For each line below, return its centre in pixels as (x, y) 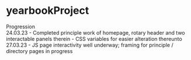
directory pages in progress (39, 51)
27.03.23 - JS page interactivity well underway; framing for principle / (90, 45)
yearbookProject (48, 11)
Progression (20, 27)
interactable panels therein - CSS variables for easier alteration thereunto (94, 39)
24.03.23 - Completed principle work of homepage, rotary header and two (95, 32)
